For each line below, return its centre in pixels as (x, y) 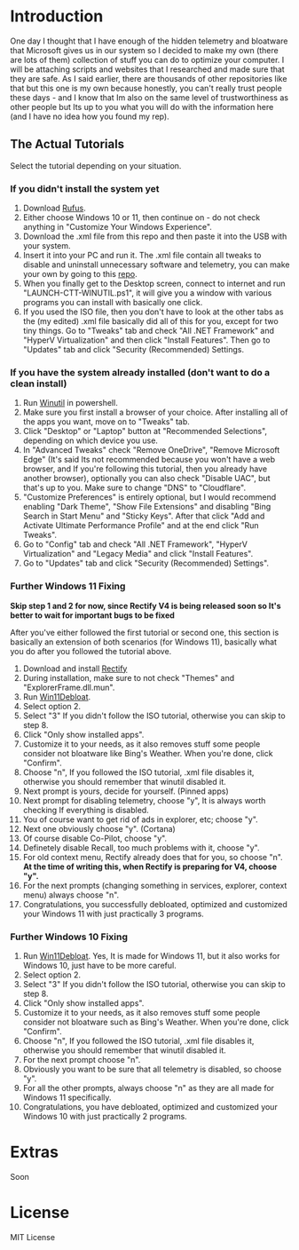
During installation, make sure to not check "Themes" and (128, 677)
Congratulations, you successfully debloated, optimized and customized (155, 904)
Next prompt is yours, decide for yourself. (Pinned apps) (126, 791)
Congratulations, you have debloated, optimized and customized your (150, 1106)
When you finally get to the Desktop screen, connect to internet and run (154, 284)
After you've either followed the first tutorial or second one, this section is (145, 632)
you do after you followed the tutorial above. (91, 651)
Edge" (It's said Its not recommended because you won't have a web (149, 460)
